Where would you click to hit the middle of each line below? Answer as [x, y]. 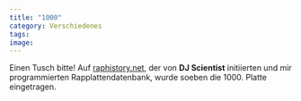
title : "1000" [36, 17]
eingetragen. [33, 87]
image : [22, 42]
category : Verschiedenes [56, 26]
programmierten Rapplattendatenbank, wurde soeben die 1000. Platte [138, 78]
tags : [19, 34]
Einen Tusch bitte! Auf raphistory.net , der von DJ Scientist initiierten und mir [150, 68]
